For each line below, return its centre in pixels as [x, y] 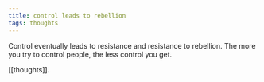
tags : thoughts [33, 23]
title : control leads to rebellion [67, 16]
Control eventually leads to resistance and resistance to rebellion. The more [132, 45]
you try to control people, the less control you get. [90, 54]
